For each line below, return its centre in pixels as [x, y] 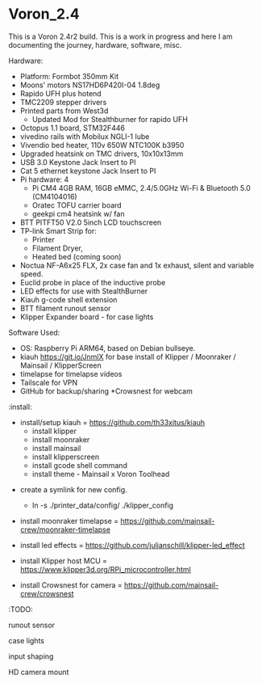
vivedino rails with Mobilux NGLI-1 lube [85, 136]
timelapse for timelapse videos [71, 373]
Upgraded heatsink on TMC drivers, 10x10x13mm [102, 154]
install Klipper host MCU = [63, 561]
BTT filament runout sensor [65, 308]
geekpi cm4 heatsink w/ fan [78, 213]
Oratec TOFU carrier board [77, 205]
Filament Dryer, [57, 248]
